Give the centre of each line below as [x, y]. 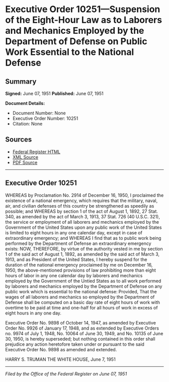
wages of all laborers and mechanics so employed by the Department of [80, 297]
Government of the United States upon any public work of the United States [83, 227]
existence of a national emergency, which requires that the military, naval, [81, 201]
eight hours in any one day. [33, 313]
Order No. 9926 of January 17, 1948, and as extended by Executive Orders [82, 328]
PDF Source [25, 162]
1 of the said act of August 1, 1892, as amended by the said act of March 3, [82, 254]
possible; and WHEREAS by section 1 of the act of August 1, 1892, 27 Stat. [82, 211]
